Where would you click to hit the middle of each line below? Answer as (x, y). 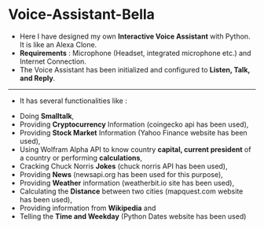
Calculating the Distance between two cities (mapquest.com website (131, 191)
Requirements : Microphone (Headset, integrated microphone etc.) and (135, 53)
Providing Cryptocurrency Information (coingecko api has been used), (134, 124)
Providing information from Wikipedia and (88, 208)
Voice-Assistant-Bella (82, 15)
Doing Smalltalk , (47, 116)
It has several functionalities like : (73, 101)
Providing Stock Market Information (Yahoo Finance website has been (133, 132)
